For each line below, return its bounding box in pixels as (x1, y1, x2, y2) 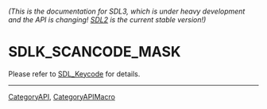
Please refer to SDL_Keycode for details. (8, 68, 141, 79)
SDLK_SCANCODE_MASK (8, 42, 181, 60)
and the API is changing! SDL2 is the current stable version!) (8, 14, 207, 24)
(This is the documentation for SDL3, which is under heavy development (8, 6, 246, 16)
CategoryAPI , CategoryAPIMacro (8, 91, 115, 101)
